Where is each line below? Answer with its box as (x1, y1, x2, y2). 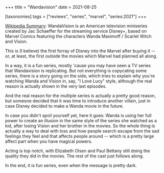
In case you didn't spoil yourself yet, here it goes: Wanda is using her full (5, 113, 152, 118)
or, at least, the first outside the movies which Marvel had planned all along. (5, 53, 158, 59)
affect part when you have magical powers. (5, 138, 93, 144)
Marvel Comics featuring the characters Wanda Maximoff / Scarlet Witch (5, 34, 152, 39)
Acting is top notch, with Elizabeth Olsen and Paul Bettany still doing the (5, 148, 150, 154)
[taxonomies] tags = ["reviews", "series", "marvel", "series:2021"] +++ (5, 14, 147, 19)
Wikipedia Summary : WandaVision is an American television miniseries (5, 23, 148, 29)
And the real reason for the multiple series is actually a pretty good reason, (5, 93, 156, 98)
